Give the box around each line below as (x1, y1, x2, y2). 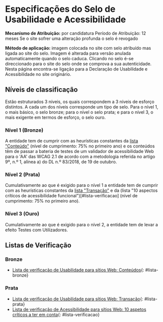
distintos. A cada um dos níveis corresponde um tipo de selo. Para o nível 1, (5, 104, 159, 109)
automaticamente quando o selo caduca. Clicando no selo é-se (5, 55, 134, 61)
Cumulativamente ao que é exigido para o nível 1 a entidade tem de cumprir (5, 182, 159, 188)
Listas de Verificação (5, 241, 71, 250)
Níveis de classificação (5, 85, 78, 94)
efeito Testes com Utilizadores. (5, 227, 68, 233)
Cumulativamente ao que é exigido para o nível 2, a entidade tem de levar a (5, 221, 159, 227)
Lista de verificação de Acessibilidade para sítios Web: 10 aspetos (12, 306, 147, 312)
